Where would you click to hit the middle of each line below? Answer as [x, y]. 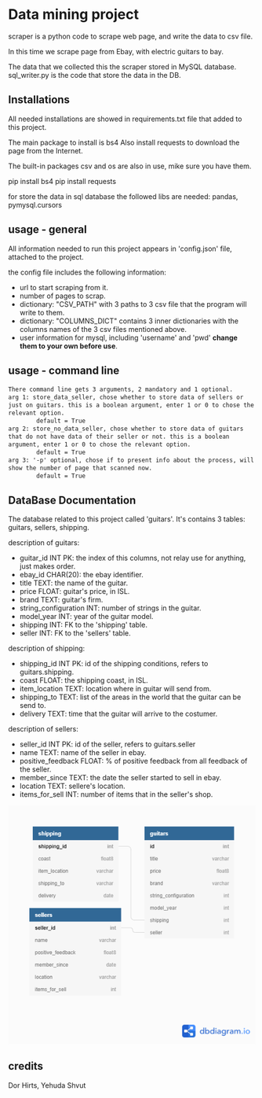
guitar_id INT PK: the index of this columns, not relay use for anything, [133, 558]
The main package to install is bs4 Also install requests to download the [124, 142]
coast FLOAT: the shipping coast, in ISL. [84, 680]
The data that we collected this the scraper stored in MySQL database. [122, 66]
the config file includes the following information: [87, 272]
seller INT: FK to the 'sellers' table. [75, 633]
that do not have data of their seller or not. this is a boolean [119, 437]
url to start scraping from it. [64, 287]
